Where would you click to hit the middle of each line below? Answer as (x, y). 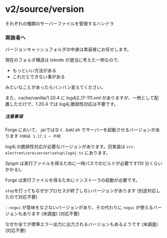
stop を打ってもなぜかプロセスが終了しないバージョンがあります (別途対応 (81, 191)
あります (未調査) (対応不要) (51, 214)
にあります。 (97, 153)
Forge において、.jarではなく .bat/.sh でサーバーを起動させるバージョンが (81, 130)
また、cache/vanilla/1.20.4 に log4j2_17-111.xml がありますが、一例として (80, 98)
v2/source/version (45, 9)
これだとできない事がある (39, 77)
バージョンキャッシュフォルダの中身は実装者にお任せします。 (68, 49)
